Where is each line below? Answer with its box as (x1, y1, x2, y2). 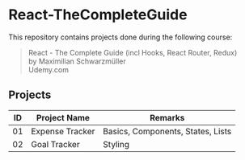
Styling (103, 138, 129, 150)
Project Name (36, 112, 91, 123)
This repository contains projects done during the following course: (8, 32, 233, 42)
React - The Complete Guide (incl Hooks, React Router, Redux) (27, 47, 238, 57)
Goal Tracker (31, 138, 80, 150)
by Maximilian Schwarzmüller (27, 56, 127, 66)
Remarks (149, 112, 185, 123)
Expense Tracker (31, 125, 95, 137)
